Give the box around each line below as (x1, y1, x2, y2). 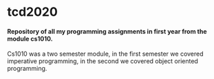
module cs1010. (7, 34, 53, 43)
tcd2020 (7, 4, 58, 20)
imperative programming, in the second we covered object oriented (7, 57, 198, 65)
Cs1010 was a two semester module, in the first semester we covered (7, 49, 204, 58)
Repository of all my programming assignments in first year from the (7, 27, 208, 35)
